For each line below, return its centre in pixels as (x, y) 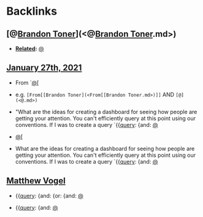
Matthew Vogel (36, 181)
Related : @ (29, 48)
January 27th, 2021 (44, 68)
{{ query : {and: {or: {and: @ (49, 196)
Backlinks (32, 11)
